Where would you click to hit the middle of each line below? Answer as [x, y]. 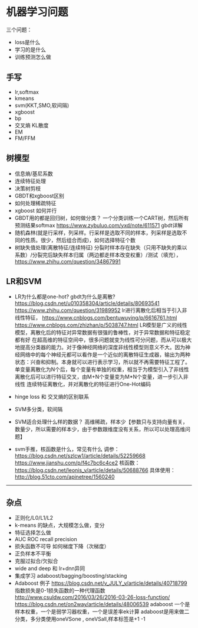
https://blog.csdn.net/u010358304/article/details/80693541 [87, 303]
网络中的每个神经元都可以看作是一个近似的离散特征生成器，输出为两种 [105, 354]
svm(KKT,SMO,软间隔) [42, 105]
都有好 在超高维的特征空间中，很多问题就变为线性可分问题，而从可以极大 [103, 340]
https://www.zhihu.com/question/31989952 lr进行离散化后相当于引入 [98, 310]
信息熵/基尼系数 [34, 173]
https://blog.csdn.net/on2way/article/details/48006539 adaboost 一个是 [102, 604]
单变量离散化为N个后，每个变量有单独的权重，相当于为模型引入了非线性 [102, 369]
